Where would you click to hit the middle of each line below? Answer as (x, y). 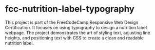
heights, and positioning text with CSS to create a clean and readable (74, 38)
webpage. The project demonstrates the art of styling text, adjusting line (77, 33)
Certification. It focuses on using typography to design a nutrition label (76, 27)
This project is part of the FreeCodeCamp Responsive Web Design (72, 22)
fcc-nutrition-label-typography (70, 9)
